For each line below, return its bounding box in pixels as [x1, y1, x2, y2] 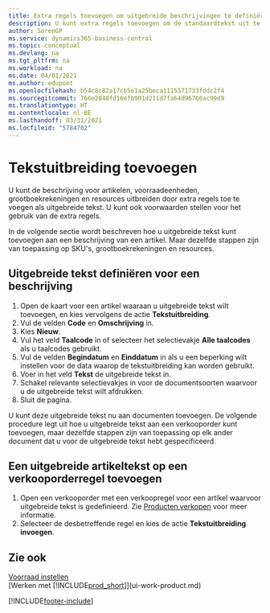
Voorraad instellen [8, 572, 69, 582]
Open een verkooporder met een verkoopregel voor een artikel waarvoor [19, 493, 261, 503]
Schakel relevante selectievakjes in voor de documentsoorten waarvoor [19, 377, 257, 387]
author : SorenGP [8, 27, 63, 35]
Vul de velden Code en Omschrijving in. [19, 318, 154, 327]
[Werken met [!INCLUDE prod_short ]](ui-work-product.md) [8, 581, 202, 590]
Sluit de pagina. [19, 395, 72, 405]
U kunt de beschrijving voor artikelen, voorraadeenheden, [8, 185, 200, 195]
